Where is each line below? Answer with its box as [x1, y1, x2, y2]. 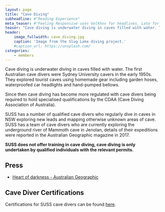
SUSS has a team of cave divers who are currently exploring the [5, 122, 135, 128]
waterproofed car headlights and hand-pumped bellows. [5, 82, 119, 88]
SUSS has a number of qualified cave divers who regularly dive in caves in [5, 111, 156, 117]
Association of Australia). [5, 102, 56, 108]
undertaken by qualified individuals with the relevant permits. [5, 147, 134, 153]
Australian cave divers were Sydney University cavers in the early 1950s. [5, 72, 152, 78]
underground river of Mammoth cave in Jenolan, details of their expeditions [5, 127, 158, 133]
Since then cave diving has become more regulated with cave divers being [5, 91, 156, 97]
